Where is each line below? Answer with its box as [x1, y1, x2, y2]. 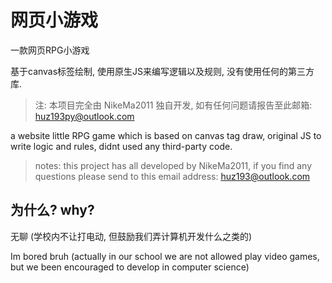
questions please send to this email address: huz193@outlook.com [34, 170, 311, 182]
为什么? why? [10, 202, 95, 219]
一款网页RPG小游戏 [10, 44, 90, 56]
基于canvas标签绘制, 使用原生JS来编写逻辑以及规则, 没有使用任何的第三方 [10, 65, 315, 77]
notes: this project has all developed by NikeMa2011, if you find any [34, 159, 313, 171]
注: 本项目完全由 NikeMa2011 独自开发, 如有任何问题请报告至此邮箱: [34, 99, 313, 111]
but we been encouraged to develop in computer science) [10, 261, 250, 273]
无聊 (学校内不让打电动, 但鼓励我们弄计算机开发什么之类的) [10, 230, 253, 242]
